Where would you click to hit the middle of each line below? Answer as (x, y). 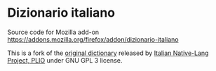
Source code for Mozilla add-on (53, 32)
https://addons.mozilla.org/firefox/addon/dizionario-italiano (93, 39)
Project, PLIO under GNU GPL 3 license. (65, 60)
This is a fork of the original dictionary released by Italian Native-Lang (108, 53)
